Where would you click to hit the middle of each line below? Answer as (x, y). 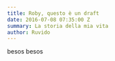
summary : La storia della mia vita (58, 26)
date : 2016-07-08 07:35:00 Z (49, 20)
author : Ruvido (29, 32)
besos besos (25, 52)
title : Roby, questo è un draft (53, 13)
